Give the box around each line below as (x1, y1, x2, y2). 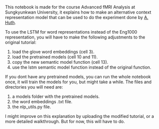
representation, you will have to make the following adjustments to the (5, 34, 145, 40)
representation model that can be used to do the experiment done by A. (5, 15, 149, 20)
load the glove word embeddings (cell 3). (12, 49, 95, 55)
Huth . (5, 19, 16, 25)
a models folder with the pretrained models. (12, 93, 100, 99)
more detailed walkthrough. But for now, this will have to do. (5, 119, 125, 124)
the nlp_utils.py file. (12, 104, 51, 110)
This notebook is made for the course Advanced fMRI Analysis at (5, 4, 135, 10)
